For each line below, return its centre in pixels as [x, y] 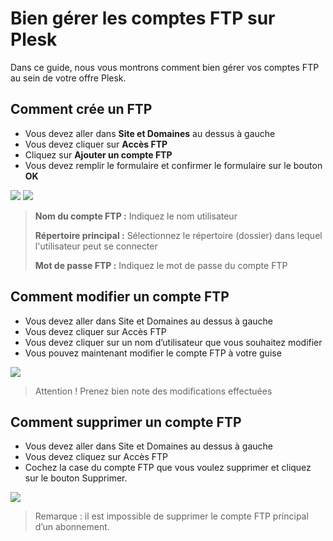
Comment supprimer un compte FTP [126, 422]
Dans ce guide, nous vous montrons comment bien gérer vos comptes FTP [165, 67]
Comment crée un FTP [81, 109]
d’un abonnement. [72, 527]
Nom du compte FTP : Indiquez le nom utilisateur [136, 216]
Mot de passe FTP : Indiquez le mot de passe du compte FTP [161, 265]
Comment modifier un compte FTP [120, 297]
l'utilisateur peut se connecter [96, 246]
